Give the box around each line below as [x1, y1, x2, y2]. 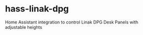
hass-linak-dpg [5, 3, 69, 14]
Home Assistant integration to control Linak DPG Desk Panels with [5, 19, 139, 25]
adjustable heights [5, 24, 43, 30]
